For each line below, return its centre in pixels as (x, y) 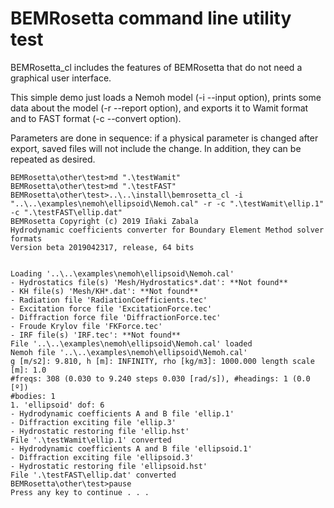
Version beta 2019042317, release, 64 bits (102, 247)
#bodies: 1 (33, 396)
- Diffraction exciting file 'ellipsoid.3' (102, 457)
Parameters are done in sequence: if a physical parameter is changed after (164, 138)
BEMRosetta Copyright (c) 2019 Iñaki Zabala (104, 221)
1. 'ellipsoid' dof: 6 (57, 405)
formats (26, 238)
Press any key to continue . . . (80, 492)
